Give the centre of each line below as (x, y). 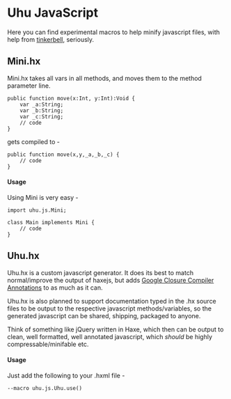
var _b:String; (42, 110)
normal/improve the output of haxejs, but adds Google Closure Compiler (111, 280)
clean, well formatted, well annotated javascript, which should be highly (110, 336)
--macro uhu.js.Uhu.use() (45, 388)
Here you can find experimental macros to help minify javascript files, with (114, 32)
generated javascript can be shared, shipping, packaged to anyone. (104, 315)
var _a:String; (42, 104)
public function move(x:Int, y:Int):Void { (71, 98)
